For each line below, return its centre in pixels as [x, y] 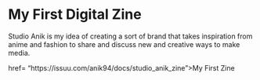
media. [19, 53]
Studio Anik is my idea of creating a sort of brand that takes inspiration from [130, 36]
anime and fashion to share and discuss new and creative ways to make [124, 44]
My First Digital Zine [75, 15]
